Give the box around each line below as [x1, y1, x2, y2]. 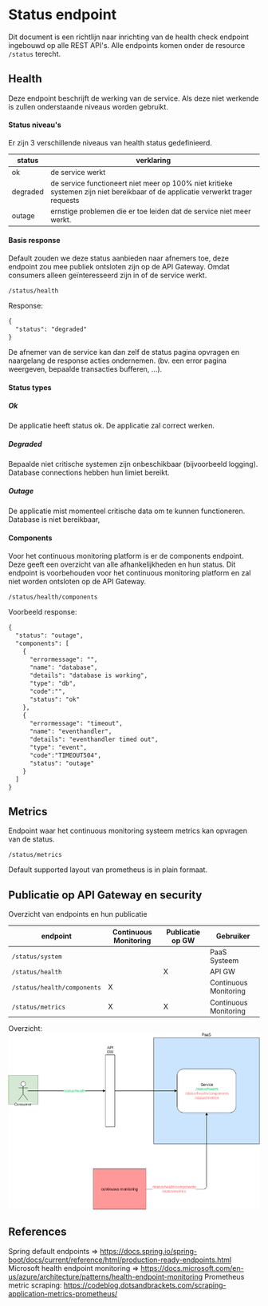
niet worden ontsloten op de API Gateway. [8, 576, 146, 586]
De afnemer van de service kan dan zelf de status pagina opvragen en [8, 347, 240, 356]
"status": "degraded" [15, 325, 88, 333]
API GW [210, 967, 235, 977]
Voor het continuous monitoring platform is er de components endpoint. [8, 551, 244, 560]
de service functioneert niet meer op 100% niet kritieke [50, 178, 233, 188]
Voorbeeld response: [8, 607, 77, 616]
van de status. [8, 834, 55, 844]
